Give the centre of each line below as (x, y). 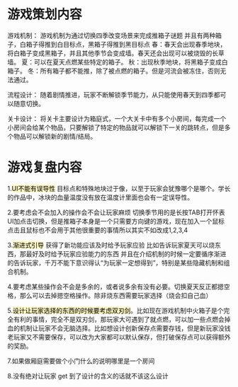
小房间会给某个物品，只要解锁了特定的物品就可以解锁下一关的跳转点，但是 (116, 127)
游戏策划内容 (45, 15)
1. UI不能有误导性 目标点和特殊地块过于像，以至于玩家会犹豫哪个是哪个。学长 (119, 188)
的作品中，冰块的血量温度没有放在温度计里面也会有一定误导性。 (100, 197)
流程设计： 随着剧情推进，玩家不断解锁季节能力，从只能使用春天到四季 (110, 94)
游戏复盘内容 (45, 168)
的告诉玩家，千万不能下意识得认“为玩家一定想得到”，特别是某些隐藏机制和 (116, 262)
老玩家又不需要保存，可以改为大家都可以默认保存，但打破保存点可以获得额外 (119, 337)
